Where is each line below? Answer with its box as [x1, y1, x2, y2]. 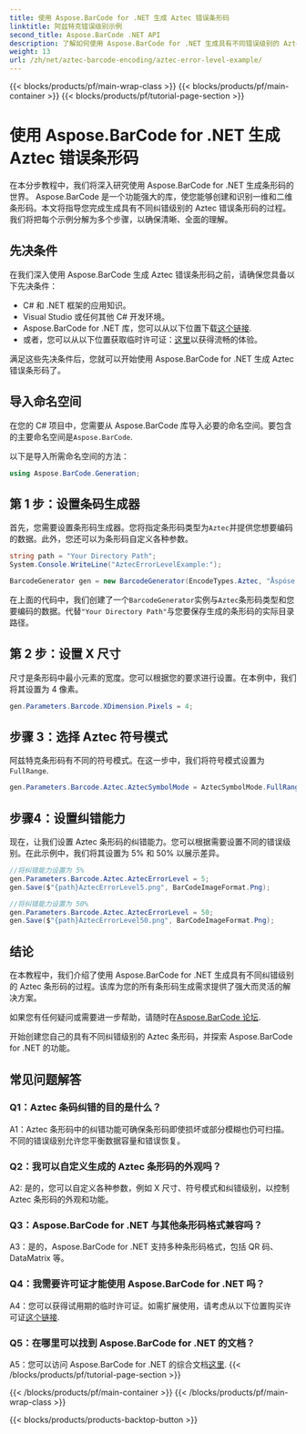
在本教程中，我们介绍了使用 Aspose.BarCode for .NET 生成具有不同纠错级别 [9, 969, 294, 980]
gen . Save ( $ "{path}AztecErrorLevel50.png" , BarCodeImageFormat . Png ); [9, 917, 275, 926]
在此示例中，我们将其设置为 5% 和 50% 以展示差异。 [25, 848, 225, 859]
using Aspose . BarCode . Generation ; [9, 468, 141, 478]
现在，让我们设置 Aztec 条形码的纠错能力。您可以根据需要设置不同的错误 [9, 836, 283, 847]
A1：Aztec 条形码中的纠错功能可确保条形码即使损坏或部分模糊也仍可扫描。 [9, 1123, 290, 1134]
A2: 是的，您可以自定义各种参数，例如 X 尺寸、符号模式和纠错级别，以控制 [9, 1183, 290, 1193]
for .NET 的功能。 [9, 1042, 76, 1053]
